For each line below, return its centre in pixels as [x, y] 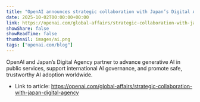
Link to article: [32, 86]
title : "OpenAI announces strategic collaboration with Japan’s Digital [98, 12]
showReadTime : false [32, 34]
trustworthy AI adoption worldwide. [49, 75]
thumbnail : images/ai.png [38, 39]
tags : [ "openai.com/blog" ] [40, 45]
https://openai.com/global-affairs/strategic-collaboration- [122, 86]
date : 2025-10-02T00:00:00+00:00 [48, 17]
